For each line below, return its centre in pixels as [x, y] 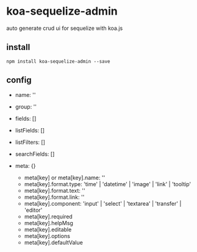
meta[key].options [47, 236]
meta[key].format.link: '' [54, 197]
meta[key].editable [48, 229]
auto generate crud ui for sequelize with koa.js [65, 28]
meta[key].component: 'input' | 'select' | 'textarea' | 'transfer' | [103, 203]
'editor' [33, 210]
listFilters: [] [30, 142]
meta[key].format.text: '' [55, 190]
